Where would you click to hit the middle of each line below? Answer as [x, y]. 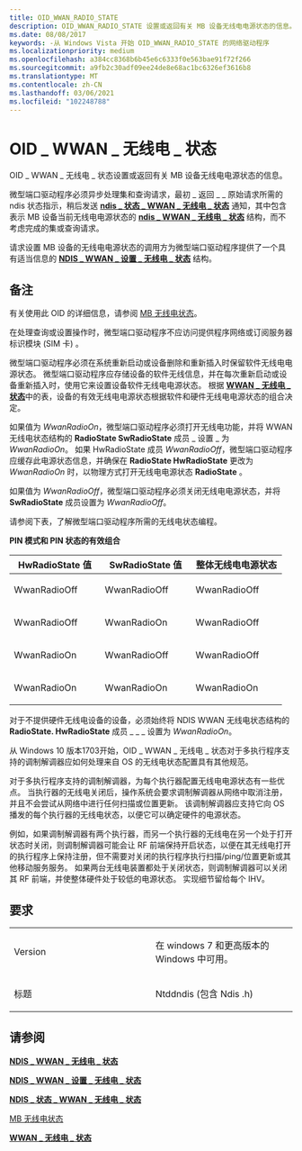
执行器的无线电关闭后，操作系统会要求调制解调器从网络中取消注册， [161, 793]
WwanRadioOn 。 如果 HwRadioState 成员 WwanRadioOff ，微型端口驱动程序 [151, 449]
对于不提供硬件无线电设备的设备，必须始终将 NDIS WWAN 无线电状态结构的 [150, 721]
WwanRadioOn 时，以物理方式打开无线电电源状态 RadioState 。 [128, 472]
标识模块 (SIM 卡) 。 [46, 344]
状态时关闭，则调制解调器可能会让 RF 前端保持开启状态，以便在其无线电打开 [151, 845]
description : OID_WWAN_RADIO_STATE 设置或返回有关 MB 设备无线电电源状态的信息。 [153, 26]
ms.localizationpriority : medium [72, 51]
